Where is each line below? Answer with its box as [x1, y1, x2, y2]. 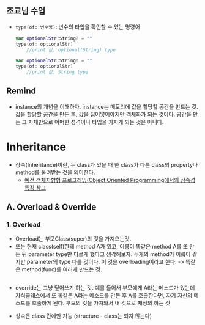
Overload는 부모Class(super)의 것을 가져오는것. [15, 235, 132, 243]
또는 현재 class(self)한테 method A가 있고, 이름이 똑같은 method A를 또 [15, 243, 188, 250]
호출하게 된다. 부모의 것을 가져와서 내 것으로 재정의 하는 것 [31, 299, 170, 307]
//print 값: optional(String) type [26, 46, 116, 53]
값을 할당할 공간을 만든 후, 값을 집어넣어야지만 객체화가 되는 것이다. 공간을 [15, 111, 192, 118]
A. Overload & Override [6, 202, 97, 213]
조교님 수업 [6, 5, 46, 16]
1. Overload [6, 221, 41, 229]
